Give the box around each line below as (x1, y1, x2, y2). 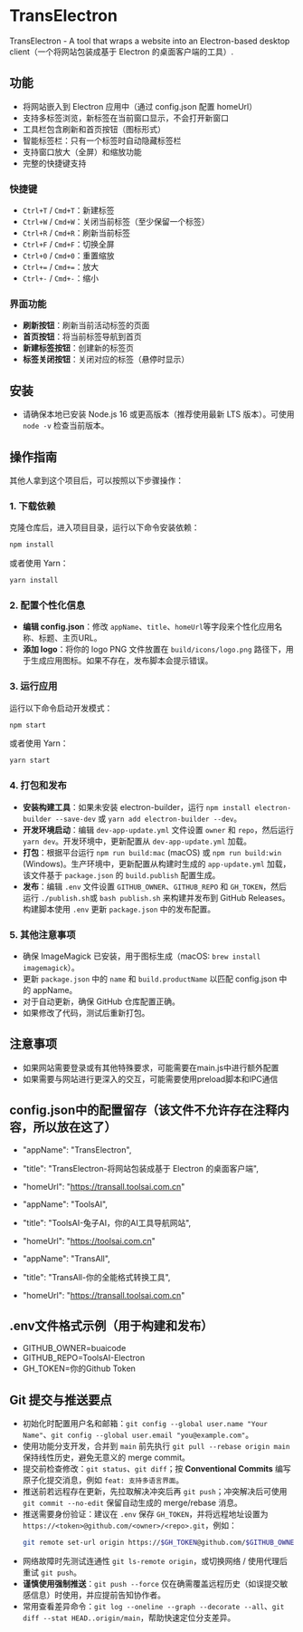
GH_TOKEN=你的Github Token (22, 1363, 136, 1374)
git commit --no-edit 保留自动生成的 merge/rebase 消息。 (22, 1497, 242, 1509)
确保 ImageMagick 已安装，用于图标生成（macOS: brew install (22, 951, 261, 961)
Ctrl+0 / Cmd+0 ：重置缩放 (22, 250, 115, 261)
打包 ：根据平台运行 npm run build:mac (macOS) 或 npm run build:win (22, 846, 282, 857)
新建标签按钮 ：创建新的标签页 (22, 343, 134, 353)
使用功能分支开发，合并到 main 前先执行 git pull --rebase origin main (22, 1441, 290, 1452)
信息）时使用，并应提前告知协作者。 (30, 1589, 166, 1600)
